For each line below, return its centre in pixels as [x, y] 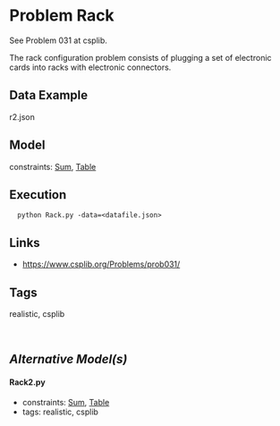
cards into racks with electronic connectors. [90, 67]
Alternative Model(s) [68, 359]
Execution [38, 195]
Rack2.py [28, 382]
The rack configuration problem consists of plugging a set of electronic [140, 57]
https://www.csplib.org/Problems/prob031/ [101, 264]
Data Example [49, 95]
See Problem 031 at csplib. [58, 40]
